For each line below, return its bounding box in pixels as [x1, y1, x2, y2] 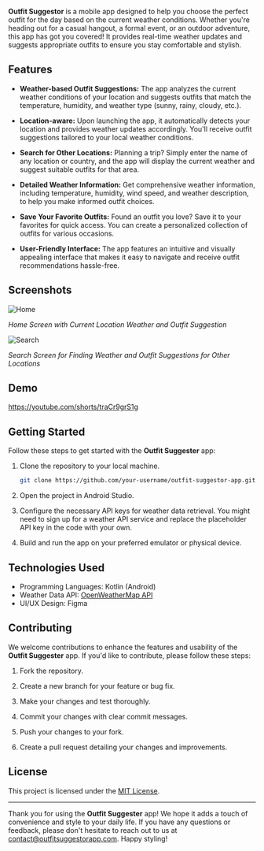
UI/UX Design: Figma [19, 598, 88, 608]
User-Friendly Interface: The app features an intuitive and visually [19, 243, 236, 253]
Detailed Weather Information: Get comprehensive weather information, [19, 180, 255, 189]
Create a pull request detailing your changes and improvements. [19, 742, 228, 752]
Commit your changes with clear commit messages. [19, 712, 189, 721]
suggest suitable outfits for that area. [19, 165, 140, 174]
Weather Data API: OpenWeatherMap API [19, 590, 153, 600]
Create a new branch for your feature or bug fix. [19, 681, 175, 690]
